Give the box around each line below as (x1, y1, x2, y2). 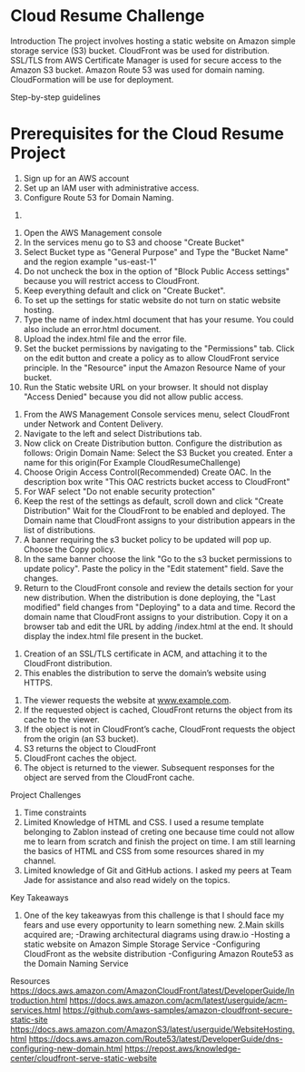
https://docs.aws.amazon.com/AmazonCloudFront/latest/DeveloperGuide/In (10, 985, 295, 996)
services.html (10, 1004, 62, 1015)
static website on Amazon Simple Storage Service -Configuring (23, 939, 261, 949)
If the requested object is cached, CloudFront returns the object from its (23, 704, 293, 715)
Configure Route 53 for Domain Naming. (23, 192, 174, 202)
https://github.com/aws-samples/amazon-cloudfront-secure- (63, 1004, 293, 1015)
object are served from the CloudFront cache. (23, 772, 195, 782)
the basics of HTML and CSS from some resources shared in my (23, 845, 265, 856)
